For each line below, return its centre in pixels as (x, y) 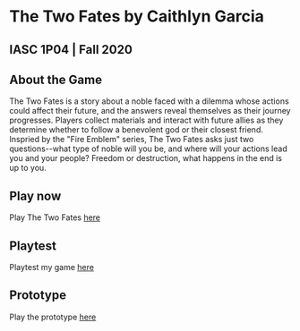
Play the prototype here (53, 317)
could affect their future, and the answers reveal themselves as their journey (150, 111)
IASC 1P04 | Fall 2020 (71, 50)
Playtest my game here (51, 267)
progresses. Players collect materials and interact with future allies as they (146, 120)
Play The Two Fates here (55, 217)
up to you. (28, 168)
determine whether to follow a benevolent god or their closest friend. (137, 130)
